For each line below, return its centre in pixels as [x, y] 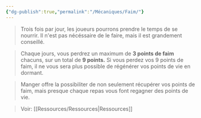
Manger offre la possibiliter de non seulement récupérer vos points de [107, 84]
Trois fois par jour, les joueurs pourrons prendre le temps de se [99, 29]
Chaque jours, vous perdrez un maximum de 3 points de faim [97, 53]
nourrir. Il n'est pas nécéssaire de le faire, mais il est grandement [101, 35]
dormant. [32, 72]
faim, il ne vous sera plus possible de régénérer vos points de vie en [105, 66]
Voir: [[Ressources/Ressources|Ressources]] [76, 108]
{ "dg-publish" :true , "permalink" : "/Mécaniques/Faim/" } [75, 12]
